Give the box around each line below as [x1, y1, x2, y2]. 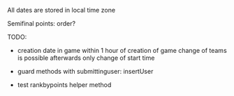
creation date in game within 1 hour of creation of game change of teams [17, 47, 227, 54]
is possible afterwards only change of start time [17, 54, 155, 62]
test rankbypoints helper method [17, 81, 112, 89]
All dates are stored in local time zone [7, 6, 116, 14]
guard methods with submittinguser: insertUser [17, 67, 154, 75]
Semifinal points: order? [7, 19, 75, 27]
